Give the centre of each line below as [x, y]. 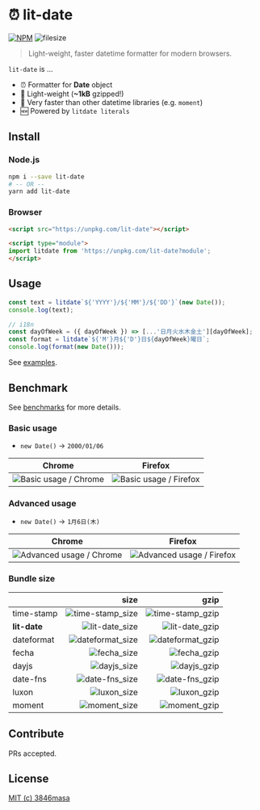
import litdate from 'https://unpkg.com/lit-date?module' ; [110, 251]
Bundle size [31, 579]
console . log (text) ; [41, 310]
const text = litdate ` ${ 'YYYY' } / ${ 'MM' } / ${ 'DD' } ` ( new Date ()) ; [117, 302]
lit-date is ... [31, 69]
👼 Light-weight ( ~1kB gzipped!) [72, 94]
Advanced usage [42, 504]
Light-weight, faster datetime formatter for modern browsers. [130, 53]
